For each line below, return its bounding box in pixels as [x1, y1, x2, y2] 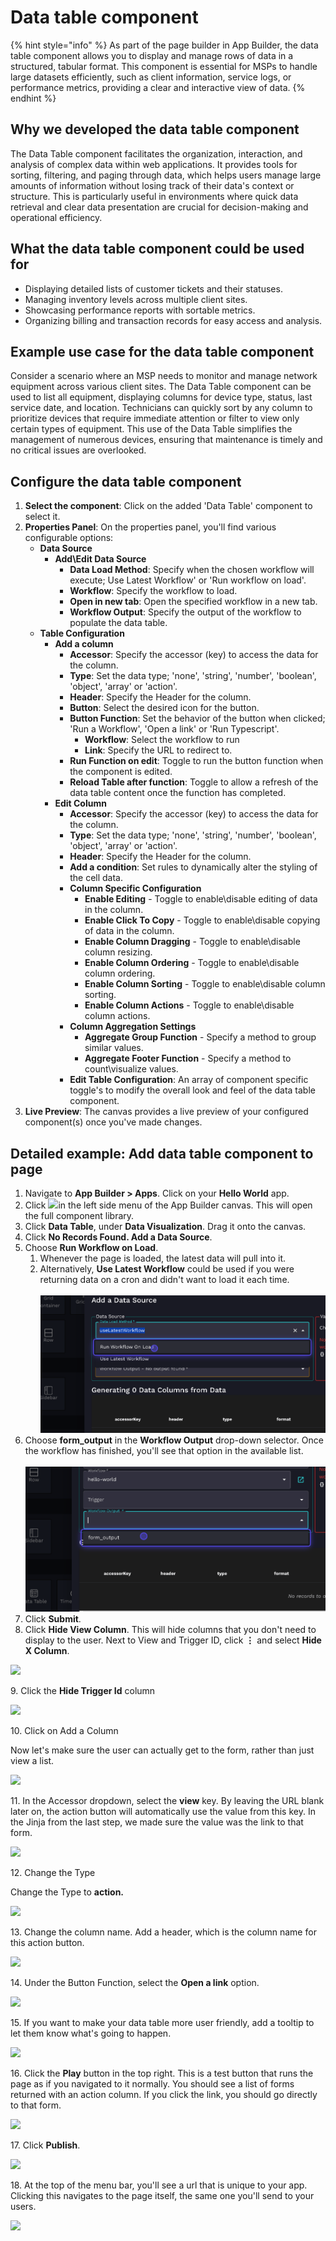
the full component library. [24, 1210, 135, 1221]
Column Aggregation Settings [69, 1021, 197, 1033]
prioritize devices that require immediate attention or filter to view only [10, 412, 300, 425]
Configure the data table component [10, 473, 242, 490]
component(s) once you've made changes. [24, 1116, 203, 1128]
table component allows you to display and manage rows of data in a [10, 49, 294, 61]
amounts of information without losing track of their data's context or [10, 179, 295, 191]
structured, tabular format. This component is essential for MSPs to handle [10, 60, 318, 72]
